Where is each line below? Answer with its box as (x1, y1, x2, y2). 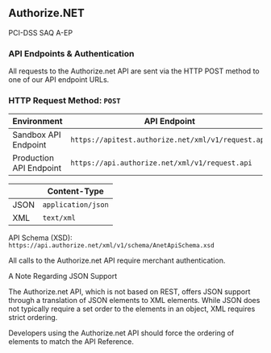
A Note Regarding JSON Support (8, 272, 118, 281)
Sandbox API (12, 129, 62, 140)
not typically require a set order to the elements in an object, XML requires (8, 304, 256, 314)
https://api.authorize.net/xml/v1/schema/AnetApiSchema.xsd (8, 242, 215, 250)
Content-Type (47, 185, 105, 197)
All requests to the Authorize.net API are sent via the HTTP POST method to (8, 66, 260, 76)
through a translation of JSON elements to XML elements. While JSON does (8, 296, 261, 305)
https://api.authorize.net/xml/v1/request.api (70, 159, 252, 168)
